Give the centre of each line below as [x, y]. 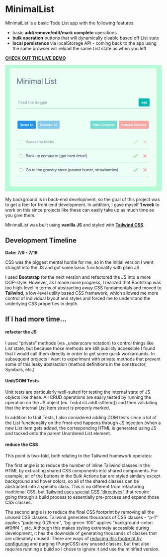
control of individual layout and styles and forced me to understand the [78, 298]
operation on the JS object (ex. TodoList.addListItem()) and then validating [81, 402]
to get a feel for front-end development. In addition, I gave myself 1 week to [83, 205]
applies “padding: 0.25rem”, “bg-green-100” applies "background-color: [79, 522]
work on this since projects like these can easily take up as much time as [80, 210]
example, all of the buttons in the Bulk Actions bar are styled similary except [83, 476]
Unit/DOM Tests [22, 381]
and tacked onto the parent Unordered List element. [58, 433]
